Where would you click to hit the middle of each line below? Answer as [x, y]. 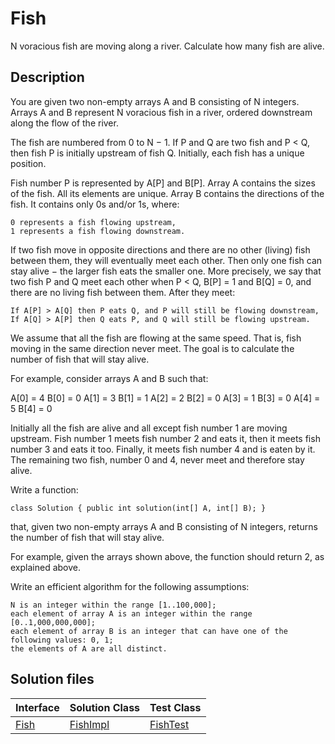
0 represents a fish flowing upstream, [93, 222]
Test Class [175, 707]
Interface [37, 707]
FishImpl [89, 724]
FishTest [169, 724]
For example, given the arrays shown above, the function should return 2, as [167, 556]
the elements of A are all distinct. [89, 648]
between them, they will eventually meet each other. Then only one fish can [166, 260]
